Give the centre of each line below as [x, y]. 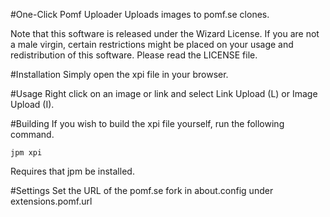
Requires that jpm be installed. [72, 171]
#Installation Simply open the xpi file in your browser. [119, 74]
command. [32, 134]
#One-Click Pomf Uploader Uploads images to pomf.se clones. [140, 14]
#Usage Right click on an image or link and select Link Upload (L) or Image [164, 93]
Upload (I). [32, 104]
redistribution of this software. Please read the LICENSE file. [134, 55]
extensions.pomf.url [51, 201]
